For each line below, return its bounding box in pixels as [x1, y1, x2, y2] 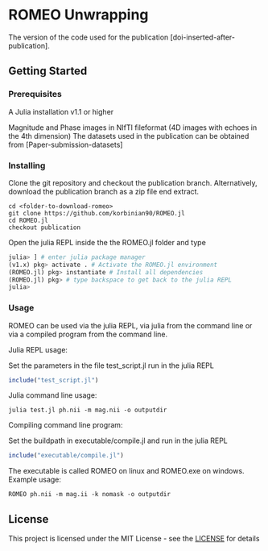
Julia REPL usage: [8, 344, 68, 354]
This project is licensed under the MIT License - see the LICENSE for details [8, 534, 260, 544]
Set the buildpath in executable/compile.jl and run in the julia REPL [8, 436, 228, 445]
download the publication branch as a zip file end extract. [8, 186, 200, 196]
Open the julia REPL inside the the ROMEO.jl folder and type [8, 237, 207, 247]
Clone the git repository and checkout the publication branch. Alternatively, [8, 177, 258, 187]
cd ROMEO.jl [8, 216, 48, 224]
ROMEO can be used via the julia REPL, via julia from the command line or [8, 320, 253, 330]
